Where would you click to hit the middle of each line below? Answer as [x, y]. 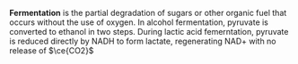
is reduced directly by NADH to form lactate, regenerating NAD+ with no [143, 41]
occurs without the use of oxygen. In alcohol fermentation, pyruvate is [139, 22]
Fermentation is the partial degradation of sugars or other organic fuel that [148, 13]
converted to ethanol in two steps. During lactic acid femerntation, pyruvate [149, 32]
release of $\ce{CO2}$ [52, 51]
